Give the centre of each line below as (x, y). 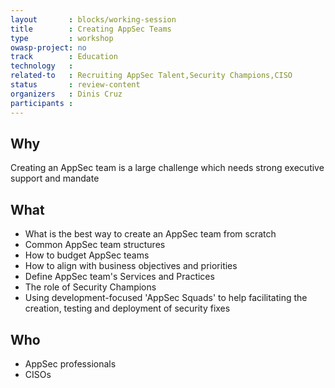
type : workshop (62, 38)
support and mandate (55, 178)
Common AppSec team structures (95, 245)
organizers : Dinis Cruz (66, 94)
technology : (42, 66)
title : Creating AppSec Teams (91, 29)
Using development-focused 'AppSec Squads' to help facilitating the (166, 298)
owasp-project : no (48, 47)
